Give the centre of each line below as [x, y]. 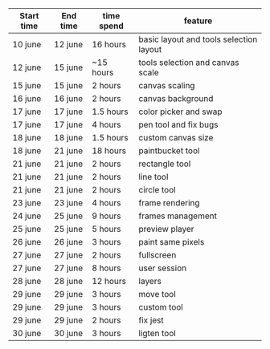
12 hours [109, 281]
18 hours [109, 150]
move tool [157, 294]
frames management [178, 216]
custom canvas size [176, 138]
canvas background [176, 98]
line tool [153, 177]
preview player [166, 229]
